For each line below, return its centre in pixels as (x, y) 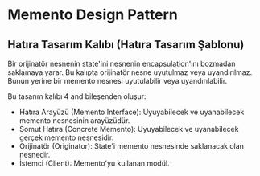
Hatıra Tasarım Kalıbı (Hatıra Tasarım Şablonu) (126, 45)
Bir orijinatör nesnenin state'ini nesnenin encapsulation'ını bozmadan (122, 63)
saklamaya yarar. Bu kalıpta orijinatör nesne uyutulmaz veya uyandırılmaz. (130, 72)
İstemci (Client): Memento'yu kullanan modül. (94, 163)
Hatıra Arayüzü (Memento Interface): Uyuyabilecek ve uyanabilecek (132, 112)
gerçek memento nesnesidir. (66, 137)
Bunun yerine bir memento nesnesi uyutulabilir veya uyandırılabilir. (118, 81)
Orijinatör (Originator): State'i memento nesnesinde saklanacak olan (132, 146)
